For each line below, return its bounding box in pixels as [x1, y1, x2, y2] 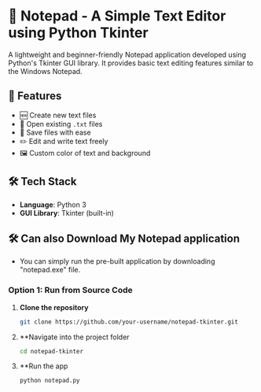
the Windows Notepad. [8, 66, 83, 76]
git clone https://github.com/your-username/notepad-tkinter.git [19, 318, 238, 326]
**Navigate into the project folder [19, 332, 130, 342]
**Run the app [19, 361, 68, 371]
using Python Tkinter [8, 24, 149, 42]
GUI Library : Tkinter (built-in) [19, 208, 114, 217]
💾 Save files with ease [19, 128, 92, 137]
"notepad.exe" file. [19, 265, 81, 275]
